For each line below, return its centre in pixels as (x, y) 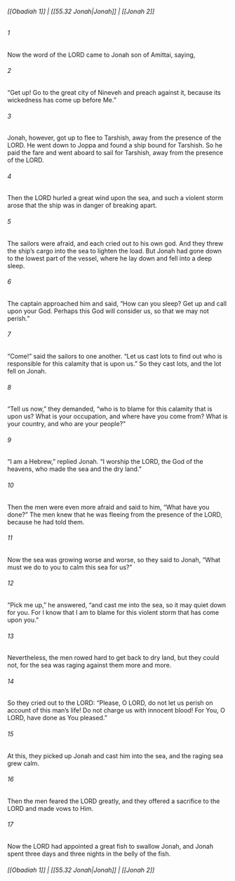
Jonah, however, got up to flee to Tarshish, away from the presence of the (114, 138)
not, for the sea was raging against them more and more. (89, 665)
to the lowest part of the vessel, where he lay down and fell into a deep (110, 258)
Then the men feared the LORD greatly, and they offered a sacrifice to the (114, 801)
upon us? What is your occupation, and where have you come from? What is (117, 416)
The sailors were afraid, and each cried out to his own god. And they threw (115, 243)
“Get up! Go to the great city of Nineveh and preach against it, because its (114, 93)
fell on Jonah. (27, 371)
